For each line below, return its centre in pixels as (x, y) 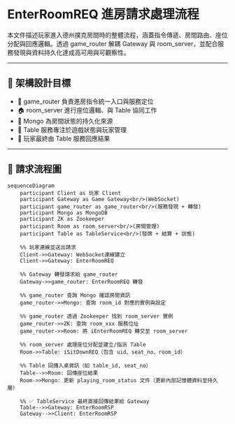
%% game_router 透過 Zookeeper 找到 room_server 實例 (97, 316)
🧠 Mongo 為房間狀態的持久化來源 (65, 121)
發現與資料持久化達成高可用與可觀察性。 (71, 52)
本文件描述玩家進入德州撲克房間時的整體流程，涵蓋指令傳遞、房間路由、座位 (117, 35)
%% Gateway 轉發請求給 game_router (69, 274)
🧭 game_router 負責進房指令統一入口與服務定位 (85, 101)
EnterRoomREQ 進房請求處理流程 (103, 14)
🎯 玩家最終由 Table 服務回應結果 (64, 138)
